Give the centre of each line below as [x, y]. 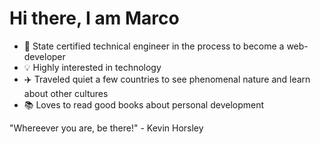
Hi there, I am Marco [94, 18]
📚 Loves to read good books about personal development [144, 104]
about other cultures [66, 93]
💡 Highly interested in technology [92, 67]
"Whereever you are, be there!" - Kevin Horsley [106, 128]
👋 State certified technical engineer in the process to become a [154, 46]
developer [44, 56]
